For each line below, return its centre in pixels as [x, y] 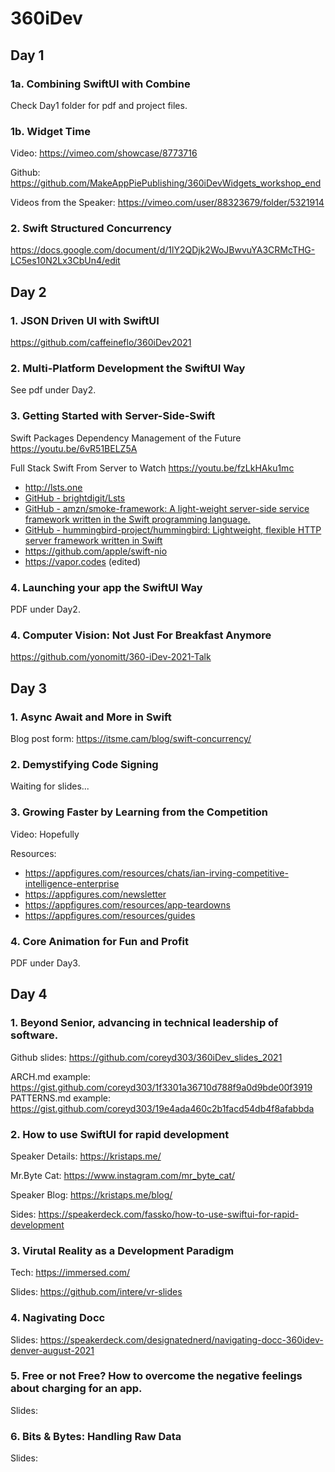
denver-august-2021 [52, 1350]
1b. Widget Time [50, 131]
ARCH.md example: [50, 1076]
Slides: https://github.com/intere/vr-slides [96, 1292]
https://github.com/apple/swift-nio [96, 551]
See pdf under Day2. [53, 390]
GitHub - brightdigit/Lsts [75, 498]
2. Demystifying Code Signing [84, 764]
